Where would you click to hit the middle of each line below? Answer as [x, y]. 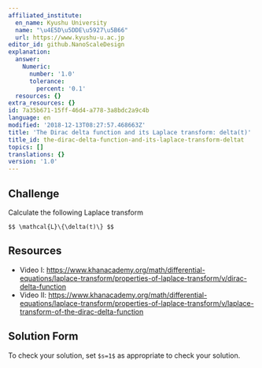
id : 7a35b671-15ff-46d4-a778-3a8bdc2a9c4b [79, 111]
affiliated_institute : [45, 15]
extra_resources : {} [42, 103]
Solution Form [43, 336]
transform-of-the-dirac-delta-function [81, 311]
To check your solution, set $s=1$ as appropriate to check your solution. [124, 355]
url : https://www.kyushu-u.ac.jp [70, 37]
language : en [30, 118]
